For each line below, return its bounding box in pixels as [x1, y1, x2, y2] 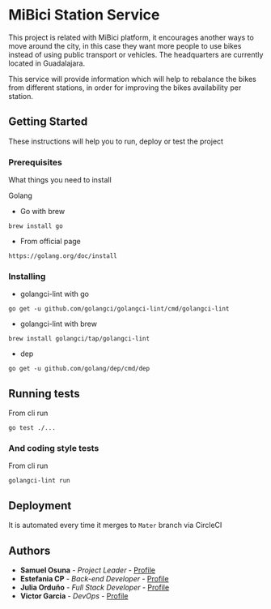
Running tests [8, 387, 81, 401]
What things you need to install [8, 175, 112, 185]
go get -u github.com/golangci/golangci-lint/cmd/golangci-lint [8, 305, 230, 313]
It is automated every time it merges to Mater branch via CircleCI [8, 521, 222, 530]
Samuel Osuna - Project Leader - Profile [19, 565, 156, 575]
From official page [19, 237, 81, 247]
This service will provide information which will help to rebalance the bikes [8, 74, 256, 84]
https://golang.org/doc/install [8, 252, 117, 260]
